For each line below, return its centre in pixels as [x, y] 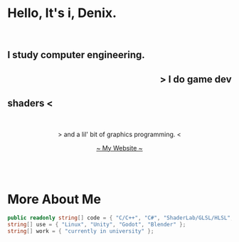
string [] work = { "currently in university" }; [81, 231]
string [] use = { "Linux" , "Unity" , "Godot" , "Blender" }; [97, 225]
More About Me [54, 199]
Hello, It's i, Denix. [62, 13]
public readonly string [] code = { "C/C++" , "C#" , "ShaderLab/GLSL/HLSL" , [121, 218]
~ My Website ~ [119, 148]
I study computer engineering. [76, 55]
